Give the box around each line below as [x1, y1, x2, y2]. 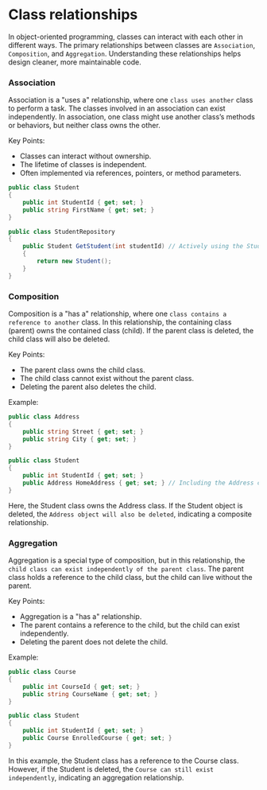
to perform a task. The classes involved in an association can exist [8, 103, 226, 113]
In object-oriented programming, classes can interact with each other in [8, 32, 244, 41]
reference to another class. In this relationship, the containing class [8, 317, 232, 327]
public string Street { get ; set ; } [22, 427, 145, 435]
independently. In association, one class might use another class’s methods [8, 112, 256, 122]
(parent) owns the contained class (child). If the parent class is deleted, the [8, 326, 254, 336]
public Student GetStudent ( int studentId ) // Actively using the [22, 243, 244, 251]
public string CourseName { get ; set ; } [22, 690, 158, 698]
